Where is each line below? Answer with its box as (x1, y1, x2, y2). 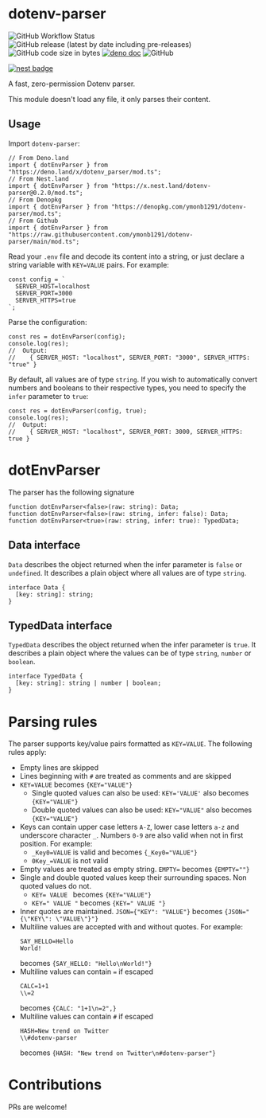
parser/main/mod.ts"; (8, 237, 80, 245)
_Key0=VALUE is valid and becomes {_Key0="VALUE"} (31, 847, 198, 857)
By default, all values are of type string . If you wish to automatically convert (8, 374, 258, 384)
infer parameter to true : (8, 391, 89, 401)
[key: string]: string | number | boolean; (15, 679, 161, 687)
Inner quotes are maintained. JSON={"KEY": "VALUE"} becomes (19, 907, 223, 917)
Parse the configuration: (8, 317, 87, 326)
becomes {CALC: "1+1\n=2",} (19, 1003, 117, 1013)
